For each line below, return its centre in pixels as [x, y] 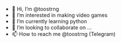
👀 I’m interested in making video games [60, 15]
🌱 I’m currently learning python [49, 21]
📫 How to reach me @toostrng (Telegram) [64, 34]
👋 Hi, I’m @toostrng [35, 9]
